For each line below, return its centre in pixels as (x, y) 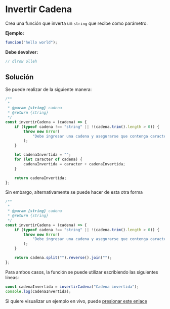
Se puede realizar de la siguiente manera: (49, 89)
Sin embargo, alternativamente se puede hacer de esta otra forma (74, 192)
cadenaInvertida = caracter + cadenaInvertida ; (74, 164)
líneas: (12, 277)
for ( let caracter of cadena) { (48, 159)
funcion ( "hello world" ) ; (31, 42)
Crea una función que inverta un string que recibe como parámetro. (77, 23)
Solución (19, 77)
